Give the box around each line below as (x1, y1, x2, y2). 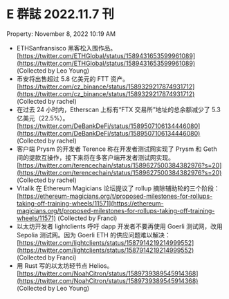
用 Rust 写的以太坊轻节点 (16, 261, 88, 270)
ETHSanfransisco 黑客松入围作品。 (16, 44, 117, 52)
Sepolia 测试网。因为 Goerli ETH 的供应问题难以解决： (16, 230, 171, 239)
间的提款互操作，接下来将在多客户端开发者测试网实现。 (16, 153, 174, 161)
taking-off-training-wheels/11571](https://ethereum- (16, 199, 164, 208)
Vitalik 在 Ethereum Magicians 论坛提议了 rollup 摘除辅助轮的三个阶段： (16, 184, 221, 192)
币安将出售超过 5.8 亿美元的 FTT (16, 74, 109, 83)
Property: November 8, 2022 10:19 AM (6, 29, 116, 38)
